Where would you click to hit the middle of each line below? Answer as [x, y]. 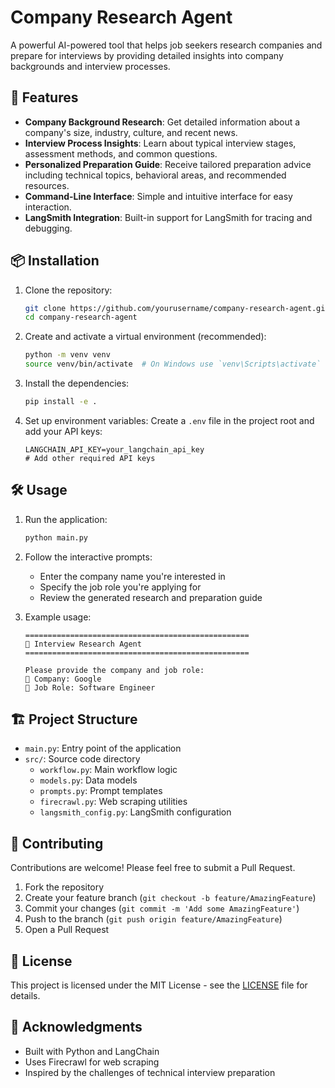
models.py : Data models [88, 780]
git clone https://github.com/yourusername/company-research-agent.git [177, 308]
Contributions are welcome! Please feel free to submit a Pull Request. [153, 868]
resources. [47, 185]
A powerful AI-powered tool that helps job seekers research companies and [166, 45]
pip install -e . [61, 402]
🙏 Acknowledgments [76, 1027]
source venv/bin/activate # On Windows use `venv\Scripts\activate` [173, 364]
